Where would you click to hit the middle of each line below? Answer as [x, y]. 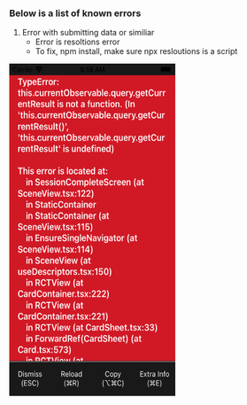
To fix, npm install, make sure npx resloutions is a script [136, 51]
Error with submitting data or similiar [88, 33]
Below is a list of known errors [75, 13]
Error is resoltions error [77, 42]
